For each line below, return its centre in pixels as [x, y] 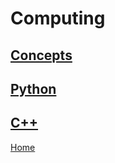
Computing [58, 18]
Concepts [41, 55]
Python [33, 88]
